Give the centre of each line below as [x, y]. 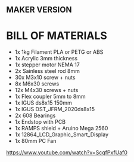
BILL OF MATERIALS [57, 36]
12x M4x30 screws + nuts [46, 90]
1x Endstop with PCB [40, 122]
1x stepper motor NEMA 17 [47, 65]
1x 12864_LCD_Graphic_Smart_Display [62, 135]
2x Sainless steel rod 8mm [47, 71]
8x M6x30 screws [37, 84]
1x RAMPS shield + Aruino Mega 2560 [61, 129]
